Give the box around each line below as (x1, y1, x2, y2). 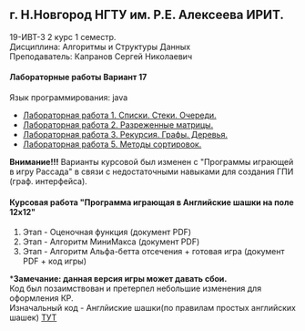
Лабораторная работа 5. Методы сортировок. (22, 139, 202, 150)
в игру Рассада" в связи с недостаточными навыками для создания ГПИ (9, 166, 294, 177)
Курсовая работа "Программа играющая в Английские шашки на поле (9, 196, 294, 208)
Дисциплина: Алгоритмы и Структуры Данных (9, 41, 191, 52)
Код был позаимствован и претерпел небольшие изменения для (9, 283, 262, 295)
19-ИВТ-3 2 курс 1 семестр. (9, 31, 117, 42)
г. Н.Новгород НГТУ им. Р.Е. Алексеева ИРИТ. (9, 7, 284, 23)
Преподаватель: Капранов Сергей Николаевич (9, 50, 193, 62)
